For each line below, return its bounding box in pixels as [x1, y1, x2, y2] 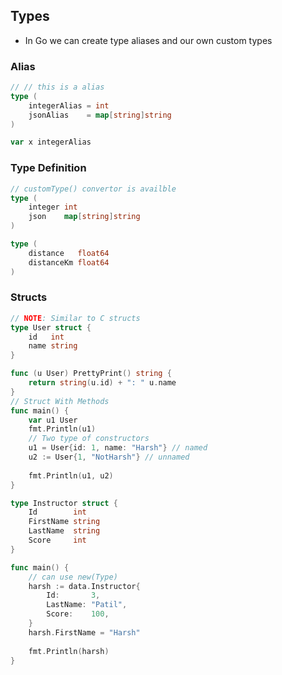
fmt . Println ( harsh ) [28, 646, 110, 656]
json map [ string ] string [28, 212, 141, 222]
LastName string [28, 526, 101, 536]
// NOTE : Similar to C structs [10, 313, 141, 323]
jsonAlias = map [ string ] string [28, 110, 172, 120]
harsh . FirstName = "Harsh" [28, 627, 141, 638]
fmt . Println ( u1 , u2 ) [28, 470, 114, 481]
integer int [28, 202, 78, 213]
